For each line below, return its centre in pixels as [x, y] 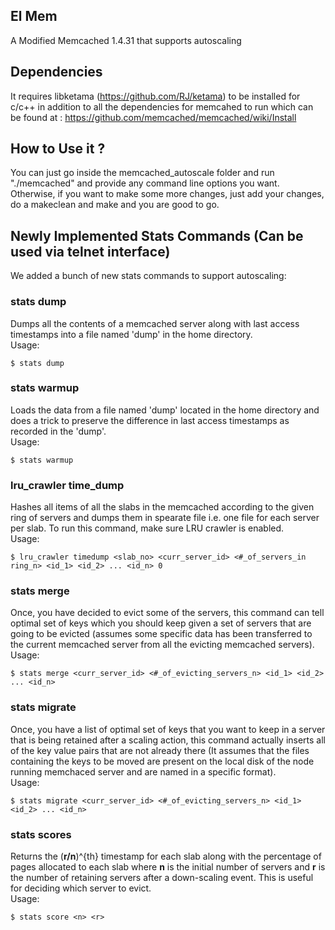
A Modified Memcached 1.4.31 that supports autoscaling [126, 40]
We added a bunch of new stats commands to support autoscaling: [148, 276]
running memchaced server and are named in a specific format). [143, 771]
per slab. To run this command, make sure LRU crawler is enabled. [147, 528]
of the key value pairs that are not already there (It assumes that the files [160, 750]
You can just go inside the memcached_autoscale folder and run [142, 173]
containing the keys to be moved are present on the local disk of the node [162, 761]
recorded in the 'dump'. [58, 431]
